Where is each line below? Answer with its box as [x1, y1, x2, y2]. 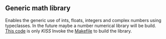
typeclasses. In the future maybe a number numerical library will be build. [5, 22, 156, 28]
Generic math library [5, 4, 71, 12]
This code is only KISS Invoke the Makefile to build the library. [5, 27, 132, 34]
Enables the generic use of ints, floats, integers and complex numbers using [5, 17, 162, 23]
